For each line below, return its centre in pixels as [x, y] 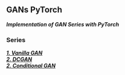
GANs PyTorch [34, 10]
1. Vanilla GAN [24, 53]
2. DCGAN [19, 59]
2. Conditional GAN [31, 66]
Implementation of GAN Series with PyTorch [63, 24]
